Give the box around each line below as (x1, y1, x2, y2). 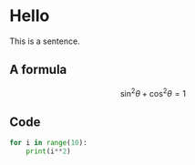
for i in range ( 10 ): (9, 139, 88, 148)
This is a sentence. (9, 36, 80, 46)
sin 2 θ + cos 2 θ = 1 (119, 86, 187, 98)
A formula (9, 62, 67, 77)
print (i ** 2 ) (26, 147, 71, 156)
